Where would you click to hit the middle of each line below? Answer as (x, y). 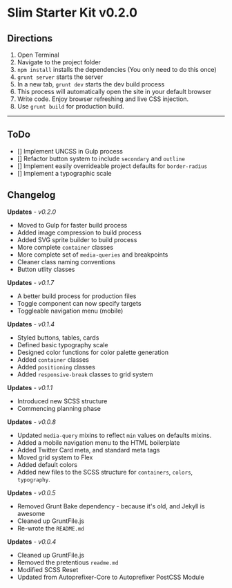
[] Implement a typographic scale (64, 173)
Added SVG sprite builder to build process (77, 239)
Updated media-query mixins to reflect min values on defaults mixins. (114, 435)
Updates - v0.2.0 (32, 212)
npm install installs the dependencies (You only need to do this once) (117, 70)
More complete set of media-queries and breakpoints (93, 255)
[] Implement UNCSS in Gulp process (70, 151)
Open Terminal (38, 55)
